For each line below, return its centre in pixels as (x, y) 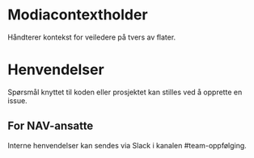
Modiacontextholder (78, 15)
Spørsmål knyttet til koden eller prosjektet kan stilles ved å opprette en (125, 92)
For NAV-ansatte (51, 126)
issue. (17, 100)
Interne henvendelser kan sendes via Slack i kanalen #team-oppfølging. (127, 145)
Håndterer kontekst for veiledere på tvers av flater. (92, 37)
